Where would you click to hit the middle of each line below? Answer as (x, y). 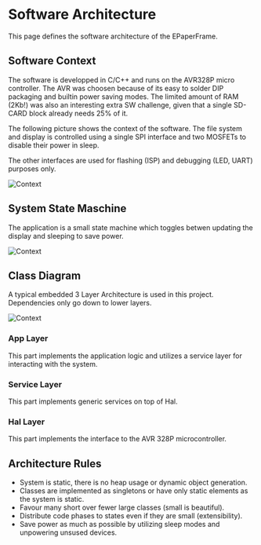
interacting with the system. (53, 364)
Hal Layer (27, 422)
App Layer (28, 338)
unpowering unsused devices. (68, 532)
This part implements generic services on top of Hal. (93, 401)
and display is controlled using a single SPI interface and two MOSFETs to (127, 137)
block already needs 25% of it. (78, 113)
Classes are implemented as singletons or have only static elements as (134, 491)
